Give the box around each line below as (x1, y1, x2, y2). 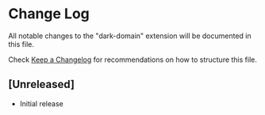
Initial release (19, 98, 63, 108)
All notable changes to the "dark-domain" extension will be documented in (8, 31, 252, 40)
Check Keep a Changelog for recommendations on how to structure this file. (8, 55, 258, 64)
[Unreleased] (8, 78, 75, 91)
